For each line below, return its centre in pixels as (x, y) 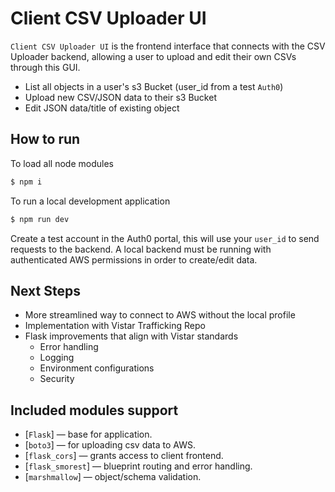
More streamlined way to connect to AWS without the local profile (160, 315)
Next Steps (45, 290)
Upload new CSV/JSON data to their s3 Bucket (120, 97)
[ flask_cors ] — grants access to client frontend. (124, 456)
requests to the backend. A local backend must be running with (141, 249)
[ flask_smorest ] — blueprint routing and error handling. (138, 466)
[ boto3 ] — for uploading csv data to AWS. (110, 445)
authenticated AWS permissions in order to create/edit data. (134, 259)
